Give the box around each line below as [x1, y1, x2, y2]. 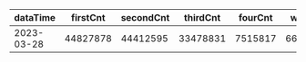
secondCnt [120, 12, 170, 23]
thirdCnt [183, 12, 221, 23]
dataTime [14, 12, 56, 23]
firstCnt [71, 12, 107, 23]
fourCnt [238, 12, 273, 23]
